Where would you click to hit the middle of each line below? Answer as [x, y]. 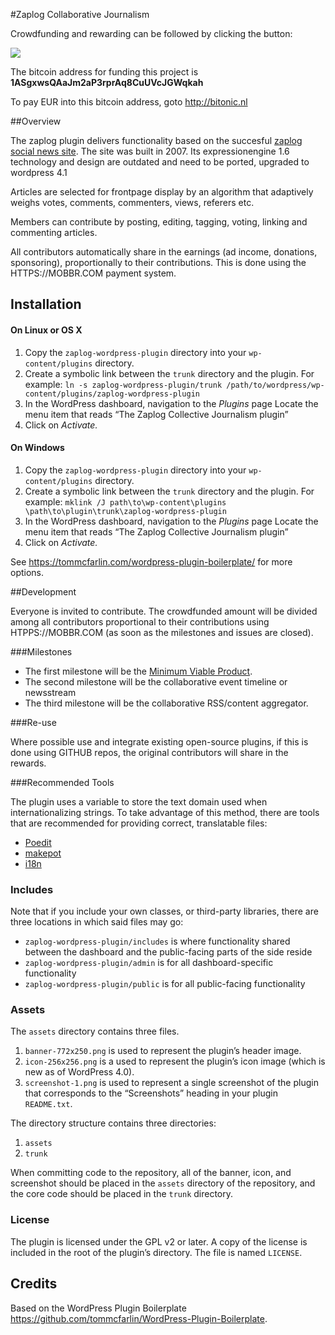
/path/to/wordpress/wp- [275, 385]
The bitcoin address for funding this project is [104, 72]
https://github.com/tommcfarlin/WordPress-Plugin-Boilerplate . [139, 1318]
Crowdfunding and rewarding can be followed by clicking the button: [151, 33]
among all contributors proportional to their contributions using [140, 621]
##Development [43, 591]
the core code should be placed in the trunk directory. [122, 1194]
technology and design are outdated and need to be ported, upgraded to [160, 162]
